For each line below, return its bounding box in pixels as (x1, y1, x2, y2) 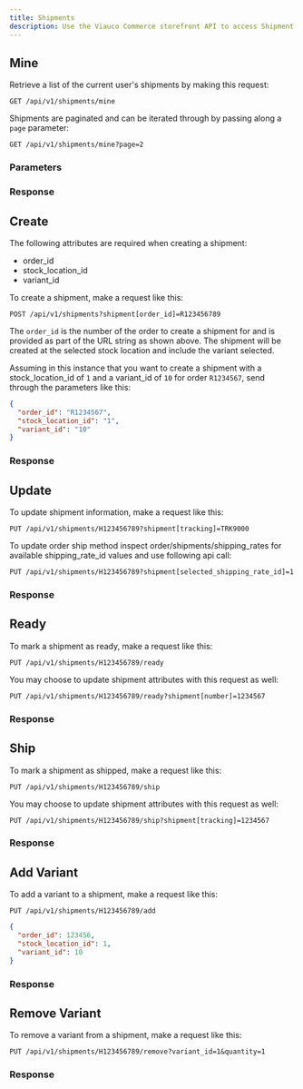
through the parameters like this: (9, 381, 132, 392)
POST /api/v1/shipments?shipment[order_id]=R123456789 (9, 310, 221, 319)
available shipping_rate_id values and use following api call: (9, 550, 232, 561)
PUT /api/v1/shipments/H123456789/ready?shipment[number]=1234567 (9, 691, 266, 700)
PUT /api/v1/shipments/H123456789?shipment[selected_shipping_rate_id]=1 (9, 568, 295, 577)
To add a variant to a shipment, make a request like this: (9, 889, 219, 900)
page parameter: (9, 123, 70, 134)
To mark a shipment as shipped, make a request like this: (9, 765, 222, 776)
